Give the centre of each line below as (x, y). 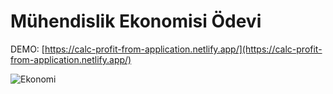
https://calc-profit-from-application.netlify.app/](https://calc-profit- (183, 49)
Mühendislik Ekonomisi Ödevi (136, 21)
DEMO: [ (27, 49)
